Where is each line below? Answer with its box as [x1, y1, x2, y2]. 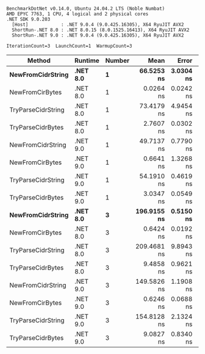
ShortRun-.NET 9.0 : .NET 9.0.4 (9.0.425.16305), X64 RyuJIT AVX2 [12, 32, 184, 38]
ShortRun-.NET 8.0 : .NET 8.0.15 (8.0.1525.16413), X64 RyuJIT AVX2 [12, 27, 190, 33]
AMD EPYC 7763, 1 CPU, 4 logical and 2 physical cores [6, 11, 149, 17]
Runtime [74, 56, 99, 65]
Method [27, 56, 51, 65]
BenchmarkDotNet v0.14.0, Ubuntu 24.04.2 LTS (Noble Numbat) [6, 5, 165, 12]
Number [105, 56, 130, 65]
